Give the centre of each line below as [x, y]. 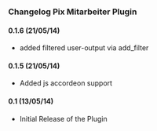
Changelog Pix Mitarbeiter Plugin [73, 12]
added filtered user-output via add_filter [84, 48]
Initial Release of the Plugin [63, 118]
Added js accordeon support [66, 83]
